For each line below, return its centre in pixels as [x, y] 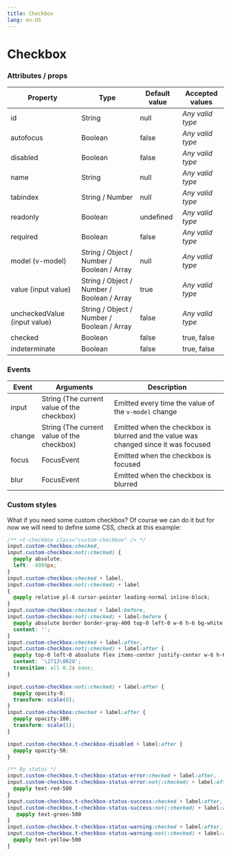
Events [19, 369]
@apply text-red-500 [43, 789]
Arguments [75, 387]
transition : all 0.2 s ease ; [54, 668]
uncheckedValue [38, 313]
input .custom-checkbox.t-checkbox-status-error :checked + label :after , [112, 776]
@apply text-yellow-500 [47, 840]
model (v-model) [38, 261]
